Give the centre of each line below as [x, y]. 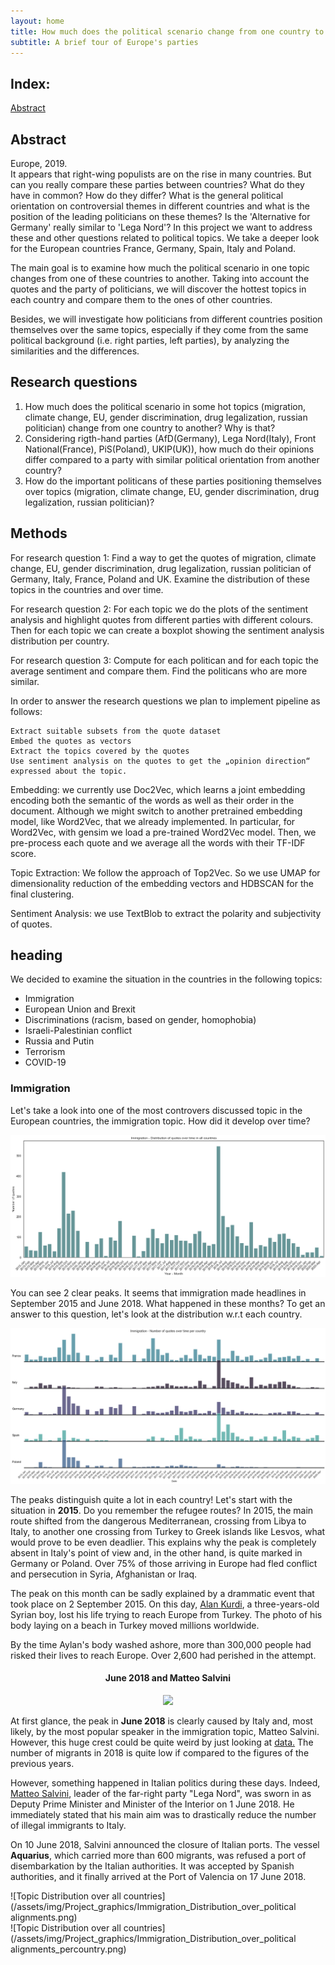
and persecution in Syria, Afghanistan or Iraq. [104, 1574]
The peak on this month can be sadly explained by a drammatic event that [162, 1593]
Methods [39, 533]
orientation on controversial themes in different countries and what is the [160, 206]
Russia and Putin [59, 1041]
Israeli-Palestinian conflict [78, 1031]
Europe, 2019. [39, 163]
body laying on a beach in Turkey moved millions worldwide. [135, 1625]
